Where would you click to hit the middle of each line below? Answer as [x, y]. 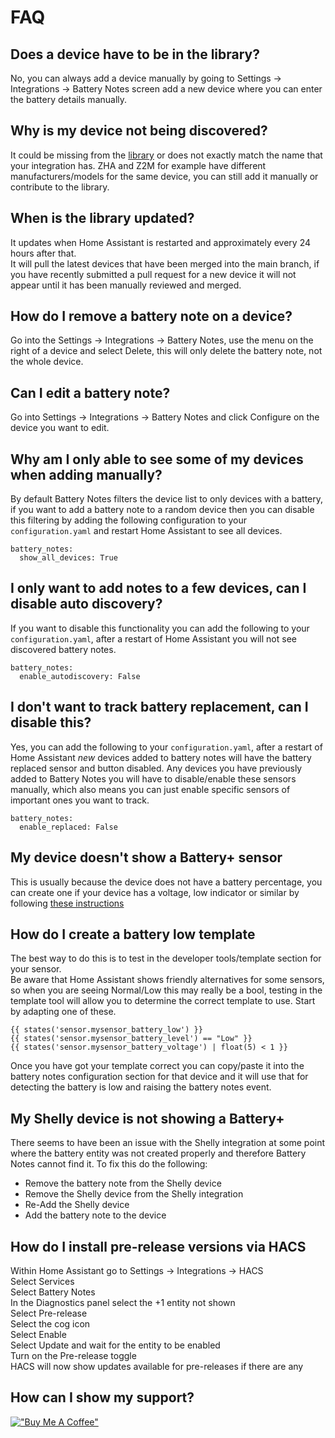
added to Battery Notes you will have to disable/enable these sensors [153, 778]
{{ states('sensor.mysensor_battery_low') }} [106, 1030]
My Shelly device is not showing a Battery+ [147, 1118]
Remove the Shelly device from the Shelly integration [134, 1194]
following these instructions [67, 903]
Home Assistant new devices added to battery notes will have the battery [161, 757]
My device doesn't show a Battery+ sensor [146, 857]
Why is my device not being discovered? [139, 131]
